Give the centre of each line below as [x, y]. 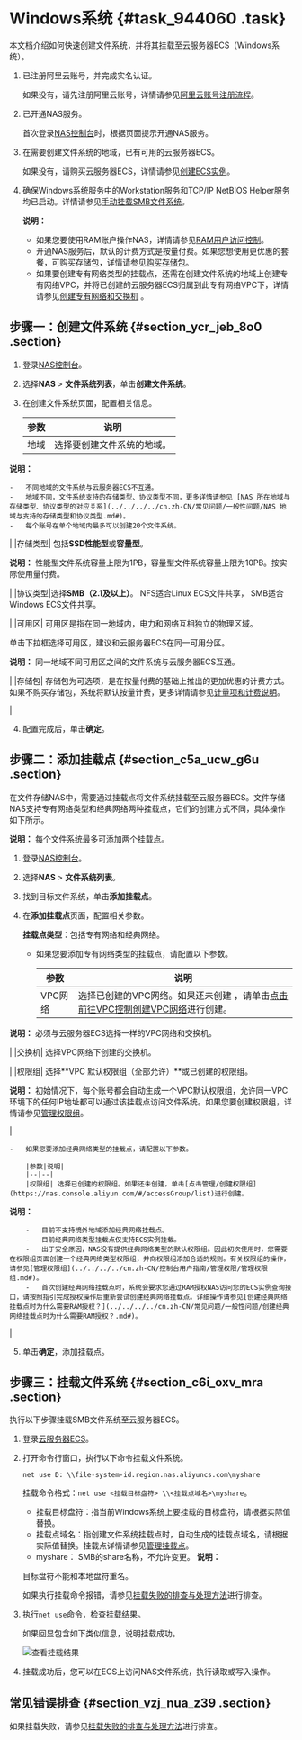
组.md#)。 [26, 1278]
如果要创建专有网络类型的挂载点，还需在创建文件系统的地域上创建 [158, 273]
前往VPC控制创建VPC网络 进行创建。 [155, 1009]
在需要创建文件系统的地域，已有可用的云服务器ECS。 [121, 152]
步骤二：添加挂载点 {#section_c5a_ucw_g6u [134, 760]
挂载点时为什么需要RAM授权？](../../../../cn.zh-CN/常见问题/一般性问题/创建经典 [149, 1306]
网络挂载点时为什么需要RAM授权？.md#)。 [75, 1316]
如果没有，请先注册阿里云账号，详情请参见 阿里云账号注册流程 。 [140, 95]
